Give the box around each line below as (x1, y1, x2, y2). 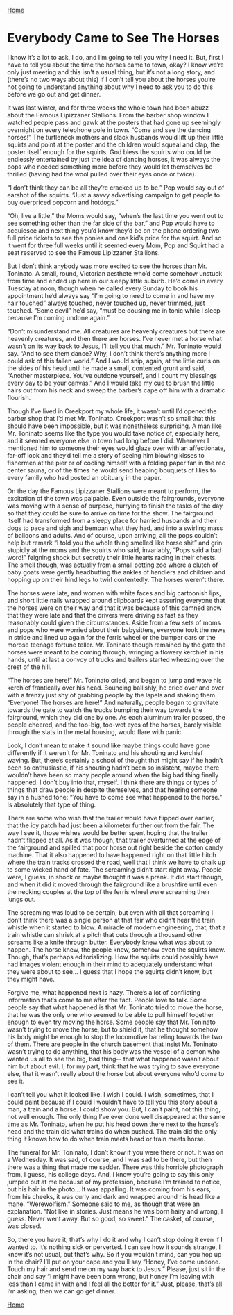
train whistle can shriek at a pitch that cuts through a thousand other (7, 930, 202, 938)
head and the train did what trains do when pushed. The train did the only (7, 1127, 217, 1135)
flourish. (7, 393, 31, 402)
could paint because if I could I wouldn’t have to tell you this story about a (7, 1098, 218, 1106)
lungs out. (7, 895, 36, 903)
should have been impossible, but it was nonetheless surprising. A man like (7, 422, 222, 430)
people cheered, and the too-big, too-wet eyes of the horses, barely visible (7, 720, 222, 729)
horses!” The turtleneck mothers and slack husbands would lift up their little (7, 133, 224, 141)
